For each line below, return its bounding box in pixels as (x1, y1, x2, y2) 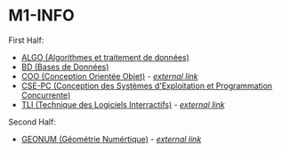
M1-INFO (8, 5, 75, 26)
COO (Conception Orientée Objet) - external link (20, 70, 198, 81)
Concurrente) (20, 90, 71, 101)
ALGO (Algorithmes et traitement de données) (20, 52, 190, 62)
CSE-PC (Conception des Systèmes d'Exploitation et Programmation (20, 80, 273, 91)
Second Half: (8, 117, 57, 127)
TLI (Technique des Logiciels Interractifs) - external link (20, 99, 225, 109)
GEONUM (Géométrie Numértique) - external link (20, 133, 202, 144)
